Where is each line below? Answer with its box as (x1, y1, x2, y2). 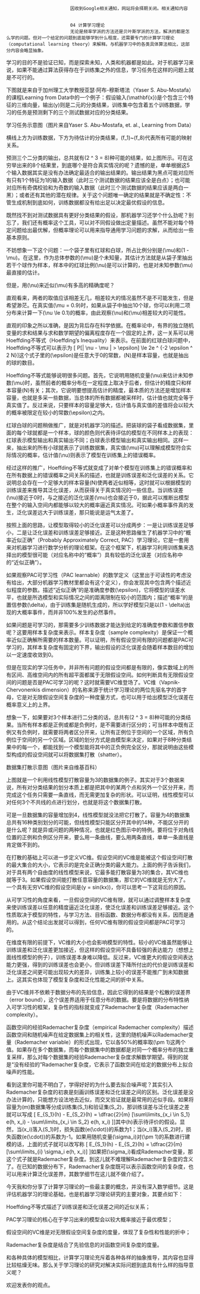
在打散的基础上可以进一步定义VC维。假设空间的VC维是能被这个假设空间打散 (6, 854, 193, 861)
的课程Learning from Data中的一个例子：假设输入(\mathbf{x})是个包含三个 (6, 94, 189, 101)
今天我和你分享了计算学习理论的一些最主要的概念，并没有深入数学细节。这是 (6, 1183, 194, 1190)
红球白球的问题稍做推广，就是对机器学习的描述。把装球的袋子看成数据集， (6, 422, 189, 429)
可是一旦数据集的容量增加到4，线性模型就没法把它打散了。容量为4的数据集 (6, 811, 190, 818)
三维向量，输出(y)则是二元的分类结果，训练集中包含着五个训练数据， (16, 101, 186, 108)
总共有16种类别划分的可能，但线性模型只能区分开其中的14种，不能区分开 (6, 819, 185, 826)
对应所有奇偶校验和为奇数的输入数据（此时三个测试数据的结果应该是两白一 (6, 184, 189, 191)
